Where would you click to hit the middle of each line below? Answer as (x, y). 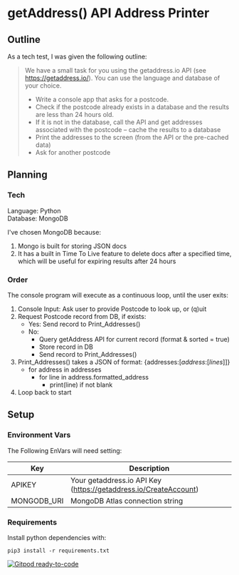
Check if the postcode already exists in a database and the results (132, 107)
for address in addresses (65, 370)
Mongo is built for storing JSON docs (72, 246)
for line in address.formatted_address (94, 377)
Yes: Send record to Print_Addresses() (84, 324)
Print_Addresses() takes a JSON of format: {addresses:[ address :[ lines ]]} (124, 362)
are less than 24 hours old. (75, 115)
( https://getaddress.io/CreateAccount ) (135, 489)
